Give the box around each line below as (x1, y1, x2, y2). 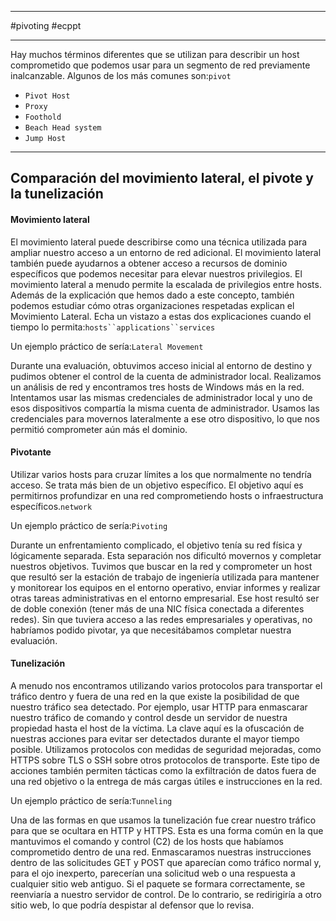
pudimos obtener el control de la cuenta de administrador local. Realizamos (10, 370, 322, 382)
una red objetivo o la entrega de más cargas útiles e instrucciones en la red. (10, 776, 323, 787)
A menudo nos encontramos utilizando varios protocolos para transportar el (10, 680, 323, 691)
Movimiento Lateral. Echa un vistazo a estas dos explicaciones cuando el (10, 310, 312, 322)
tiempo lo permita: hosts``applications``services (10, 321, 216, 333)
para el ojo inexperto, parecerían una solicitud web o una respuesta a (10, 867, 296, 879)
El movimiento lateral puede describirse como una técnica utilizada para (10, 236, 308, 248)
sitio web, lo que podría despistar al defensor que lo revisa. (10, 899, 255, 911)
